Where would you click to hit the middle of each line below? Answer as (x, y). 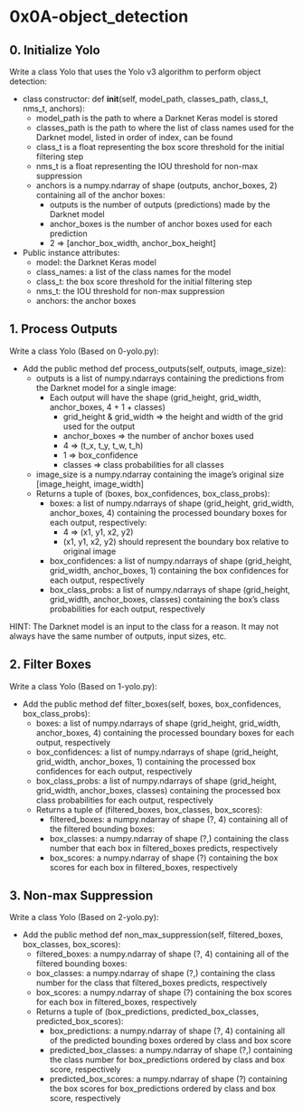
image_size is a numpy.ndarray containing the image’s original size (160, 474)
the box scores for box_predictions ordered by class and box (162, 1088)
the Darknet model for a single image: (106, 387)
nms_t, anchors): (54, 109)
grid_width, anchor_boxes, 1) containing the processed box (146, 761)
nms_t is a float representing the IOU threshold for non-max (147, 166)
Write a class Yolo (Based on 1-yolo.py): (84, 686)
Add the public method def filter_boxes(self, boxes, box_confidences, (152, 704)
